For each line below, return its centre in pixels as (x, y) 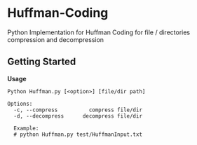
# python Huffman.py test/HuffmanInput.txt (78, 134)
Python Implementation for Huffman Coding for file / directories (99, 32)
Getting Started (42, 62)
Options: (20, 104)
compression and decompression (55, 39)
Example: (26, 128)
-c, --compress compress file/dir (78, 110)
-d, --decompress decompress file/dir (78, 116)
